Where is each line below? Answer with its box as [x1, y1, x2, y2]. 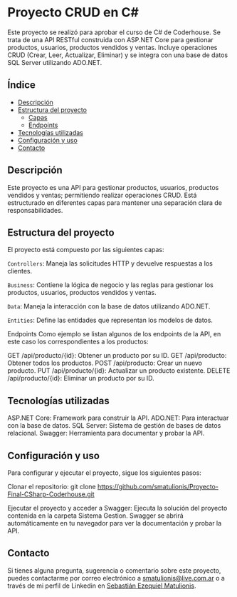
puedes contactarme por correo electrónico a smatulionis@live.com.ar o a [7, 573, 226, 582]
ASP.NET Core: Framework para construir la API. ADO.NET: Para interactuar [7, 413, 229, 422]
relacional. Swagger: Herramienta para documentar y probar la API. [7, 429, 205, 438]
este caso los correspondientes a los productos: [7, 337, 149, 346]
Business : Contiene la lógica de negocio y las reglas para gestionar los [7, 281, 214, 289]
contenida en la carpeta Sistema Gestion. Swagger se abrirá [7, 511, 184, 520]
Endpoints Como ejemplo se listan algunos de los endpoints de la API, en [7, 330, 221, 338]
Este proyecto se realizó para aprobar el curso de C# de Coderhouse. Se [7, 28, 221, 36]
